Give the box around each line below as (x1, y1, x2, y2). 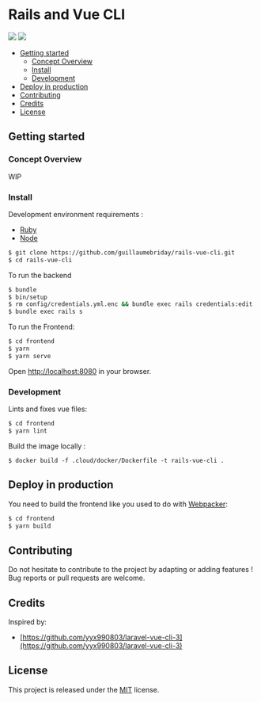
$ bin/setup (8, 293, 47, 301)
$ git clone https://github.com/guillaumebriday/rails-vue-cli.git (8, 248, 236, 257)
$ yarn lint (8, 426, 47, 435)
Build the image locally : (8, 441, 86, 451)
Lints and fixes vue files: (8, 404, 88, 414)
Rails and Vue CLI (8, 6, 126, 24)
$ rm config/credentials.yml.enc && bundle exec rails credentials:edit (8, 300, 253, 308)
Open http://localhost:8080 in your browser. (8, 366, 152, 376)
